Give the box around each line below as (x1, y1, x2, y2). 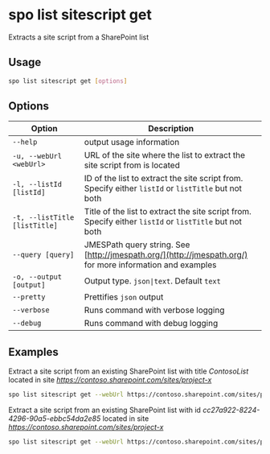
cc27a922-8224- (202, 405, 260, 415)
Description (148, 123, 194, 134)
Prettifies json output (84, 291, 164, 303)
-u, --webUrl (12, 151, 63, 161)
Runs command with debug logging (84, 318, 219, 329)
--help (12, 138, 38, 147)
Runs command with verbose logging (84, 304, 225, 316)
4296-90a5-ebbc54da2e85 (8, 414, 101, 423)
